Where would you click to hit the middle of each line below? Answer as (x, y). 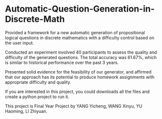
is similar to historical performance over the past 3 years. (62, 62)
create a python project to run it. (37, 97)
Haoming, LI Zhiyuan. (26, 111)
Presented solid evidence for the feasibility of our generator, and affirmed (78, 72)
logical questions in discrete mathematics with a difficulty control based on (80, 38)
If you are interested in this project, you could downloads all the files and (77, 91)
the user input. (20, 43)
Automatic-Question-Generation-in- (80, 9)
